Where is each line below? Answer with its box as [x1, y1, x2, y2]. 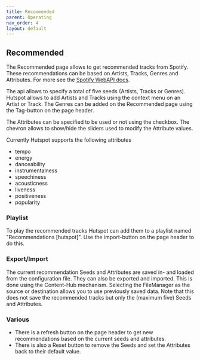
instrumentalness [14, 167, 58, 174]
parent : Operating [6, 14, 52, 20]
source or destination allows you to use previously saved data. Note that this [6, 288, 194, 295]
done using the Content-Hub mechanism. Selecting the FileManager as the [6, 281, 190, 288]
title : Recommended [6, 8, 55, 15]
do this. [6, 240, 25, 247]
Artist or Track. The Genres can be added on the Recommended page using [6, 100, 193, 108]
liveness [14, 186, 36, 193]
